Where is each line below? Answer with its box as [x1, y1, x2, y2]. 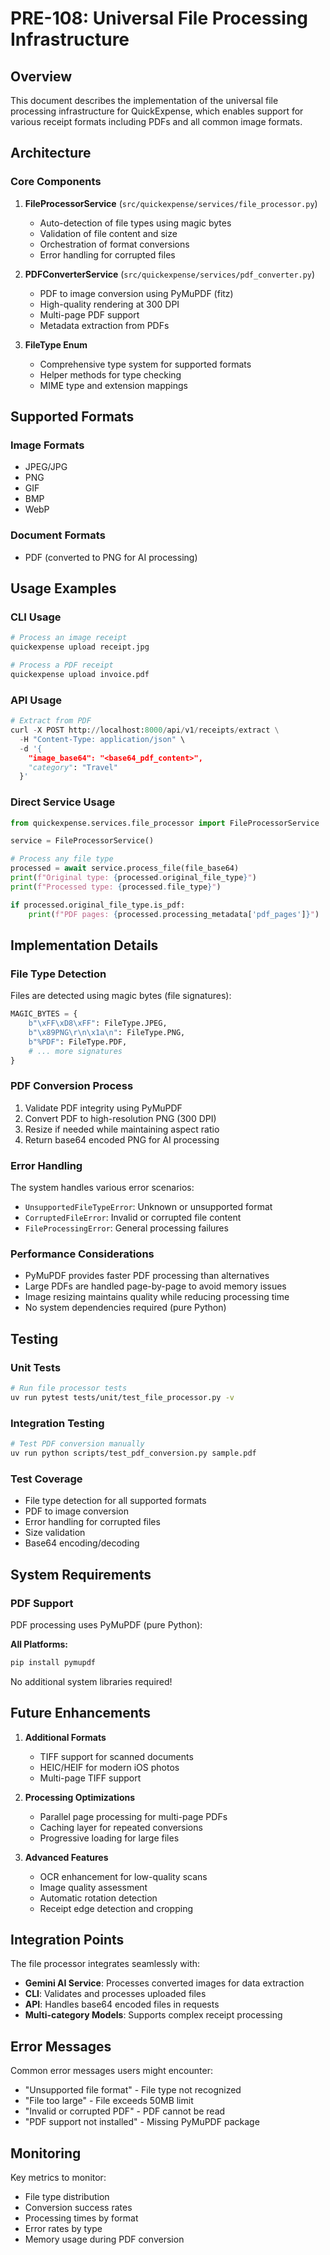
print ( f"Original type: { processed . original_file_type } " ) [10, 873, 257, 883]
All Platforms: [10, 1638, 68, 1650]
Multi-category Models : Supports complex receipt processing [24, 2009, 283, 2021]
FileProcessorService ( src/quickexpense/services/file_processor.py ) [24, 197, 318, 209]
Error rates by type [24, 2223, 103, 2234]
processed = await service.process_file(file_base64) [10, 863, 240, 874]
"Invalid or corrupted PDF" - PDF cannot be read [24, 2105, 226, 2117]
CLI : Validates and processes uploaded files [24, 1988, 207, 2000]
